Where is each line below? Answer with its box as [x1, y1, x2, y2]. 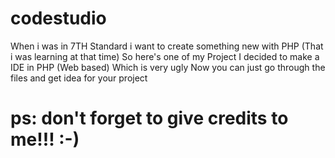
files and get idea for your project [10, 72, 148, 84]
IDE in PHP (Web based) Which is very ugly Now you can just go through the [10, 61, 326, 73]
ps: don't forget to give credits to [10, 107, 289, 130]
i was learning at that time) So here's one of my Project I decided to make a [10, 50, 320, 62]
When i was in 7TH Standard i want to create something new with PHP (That [10, 40, 324, 52]
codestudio [10, 7, 107, 30]
